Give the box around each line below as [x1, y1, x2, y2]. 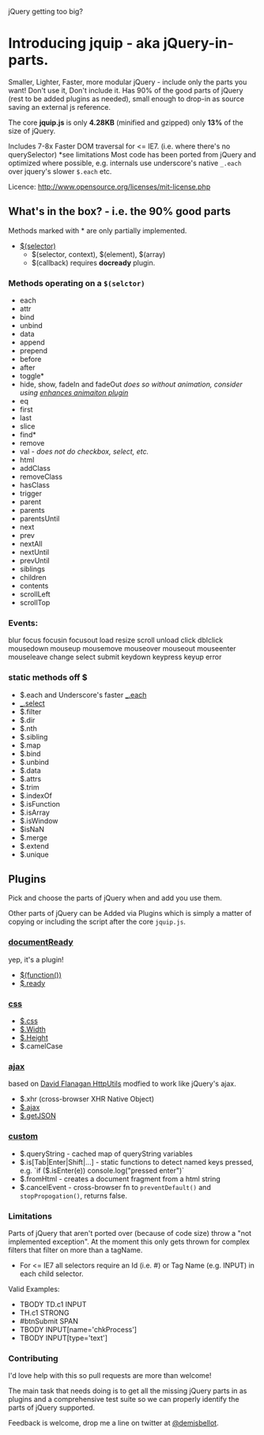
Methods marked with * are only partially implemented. [8, 225, 187, 235]
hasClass [19, 480, 50, 490]
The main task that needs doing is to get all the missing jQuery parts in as [8, 1386, 247, 1395]
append [19, 337, 45, 347]
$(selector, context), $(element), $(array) [31, 249, 166, 259]
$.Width [19, 1025, 46, 1034]
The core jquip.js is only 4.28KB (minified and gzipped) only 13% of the [8, 118, 243, 127]
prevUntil [19, 556, 50, 566]
